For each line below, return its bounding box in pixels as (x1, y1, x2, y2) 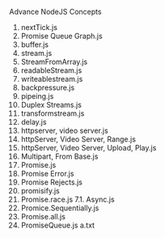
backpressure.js (20, 83, 75, 92)
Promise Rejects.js (20, 177, 83, 187)
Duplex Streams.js (20, 100, 82, 109)
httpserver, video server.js (20, 125, 108, 135)
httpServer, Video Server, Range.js (20, 134, 137, 144)
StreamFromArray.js (20, 57, 88, 66)
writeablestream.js (20, 74, 83, 83)
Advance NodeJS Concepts (9, 7, 102, 16)
